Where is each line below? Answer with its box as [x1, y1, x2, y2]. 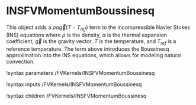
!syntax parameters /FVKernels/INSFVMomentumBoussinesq [6, 69, 155, 76]
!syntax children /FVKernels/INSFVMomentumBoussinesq [6, 92, 147, 99]
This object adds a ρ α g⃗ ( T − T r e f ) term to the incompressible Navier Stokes [6, 24, 191, 32]
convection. [6, 58, 35, 65]
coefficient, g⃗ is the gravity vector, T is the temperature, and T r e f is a [6, 37, 176, 46]
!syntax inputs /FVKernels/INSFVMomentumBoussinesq [6, 81, 142, 88]
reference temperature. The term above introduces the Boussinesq [6, 45, 169, 52]
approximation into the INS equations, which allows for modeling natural [6, 51, 182, 58]
